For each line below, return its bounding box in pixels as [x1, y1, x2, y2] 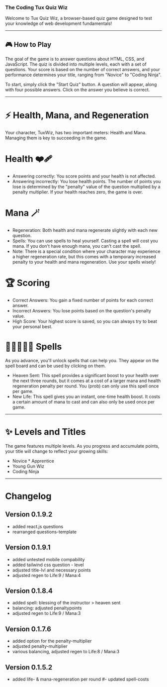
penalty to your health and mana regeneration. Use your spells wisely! [12, 259, 156, 265]
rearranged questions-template [12, 529, 77, 535]
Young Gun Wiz [12, 463, 45, 469]
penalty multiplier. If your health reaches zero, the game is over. [12, 189, 143, 195]
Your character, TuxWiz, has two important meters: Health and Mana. [5, 130, 147, 136]
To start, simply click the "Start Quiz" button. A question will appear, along [5, 82, 157, 88]
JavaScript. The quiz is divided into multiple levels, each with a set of [5, 61, 147, 67]
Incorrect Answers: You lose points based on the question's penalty [12, 307, 152, 313]
